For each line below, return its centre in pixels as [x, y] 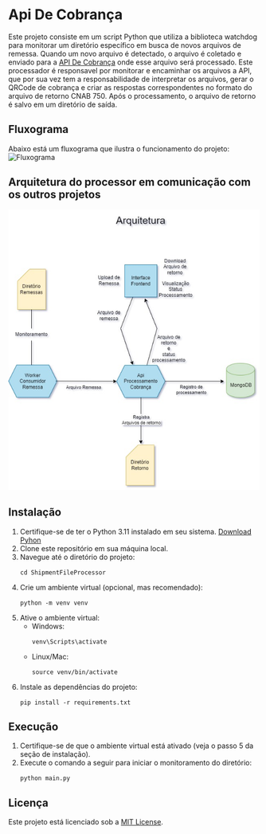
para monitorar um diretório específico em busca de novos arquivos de [125, 45]
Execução [33, 726]
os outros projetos [55, 195]
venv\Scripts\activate [69, 642]
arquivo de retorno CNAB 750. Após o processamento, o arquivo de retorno [132, 96]
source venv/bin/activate [74, 672]
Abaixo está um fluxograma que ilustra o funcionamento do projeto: [119, 148]
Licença [29, 803]
